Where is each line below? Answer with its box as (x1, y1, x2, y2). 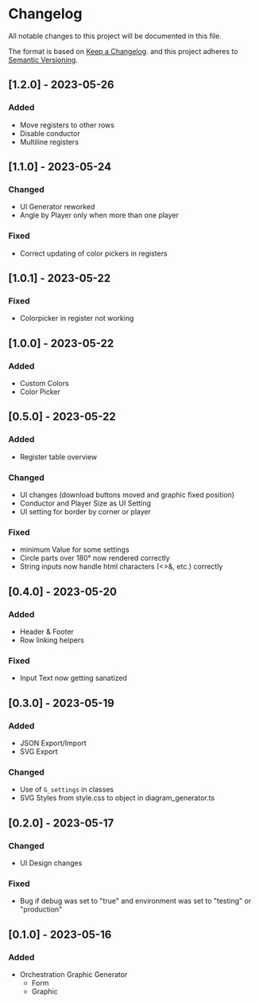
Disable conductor (19, 128, 81, 138)
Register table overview (19, 451, 98, 462)
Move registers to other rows (19, 120, 115, 130)
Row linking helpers (19, 635, 85, 645)
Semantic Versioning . (8, 55, 78, 64)
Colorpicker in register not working (19, 314, 134, 323)
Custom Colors (19, 378, 69, 388)
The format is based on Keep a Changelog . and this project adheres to (8, 46, 238, 56)
